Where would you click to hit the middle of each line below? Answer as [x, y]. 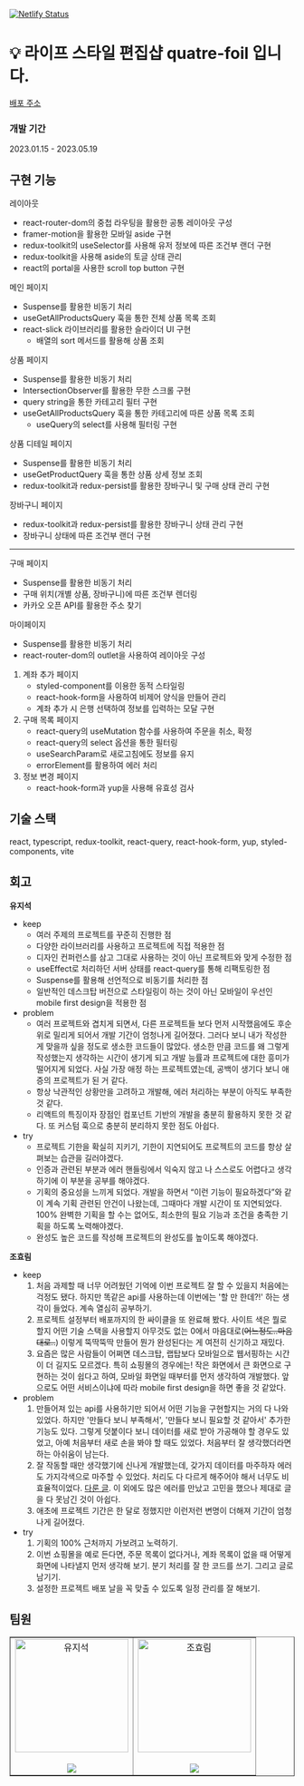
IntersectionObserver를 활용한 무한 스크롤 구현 [107, 391]
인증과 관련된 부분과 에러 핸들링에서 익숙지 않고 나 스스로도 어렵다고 [156, 1169]
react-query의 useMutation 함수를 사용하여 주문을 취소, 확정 [144, 731]
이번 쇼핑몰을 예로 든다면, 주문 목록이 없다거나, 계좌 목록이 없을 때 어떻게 [164, 1554]
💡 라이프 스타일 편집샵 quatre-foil [129, 54]
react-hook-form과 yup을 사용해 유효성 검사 [115, 788]
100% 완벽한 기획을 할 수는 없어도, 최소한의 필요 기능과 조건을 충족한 [157, 1215]
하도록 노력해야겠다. [88, 1225]
